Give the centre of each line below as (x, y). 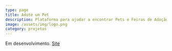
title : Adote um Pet (27, 15)
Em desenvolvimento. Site (33, 43)
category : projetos (26, 29)
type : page (17, 10)
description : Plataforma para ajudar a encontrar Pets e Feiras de (79, 19)
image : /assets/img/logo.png (36, 24)
